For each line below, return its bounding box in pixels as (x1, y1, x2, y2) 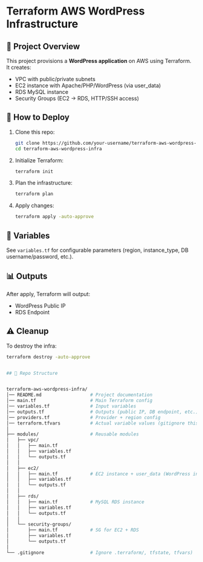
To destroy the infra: (6, 342, 57, 349)
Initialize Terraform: (14, 156, 64, 164)
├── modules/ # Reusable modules (6, 431, 139, 437)
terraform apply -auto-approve (14, 214, 94, 220)
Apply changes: (14, 202, 54, 210)
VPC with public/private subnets (14, 76, 95, 82)
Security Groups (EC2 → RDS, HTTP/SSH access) (14, 95, 139, 102)
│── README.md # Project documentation (6, 392, 153, 398)
